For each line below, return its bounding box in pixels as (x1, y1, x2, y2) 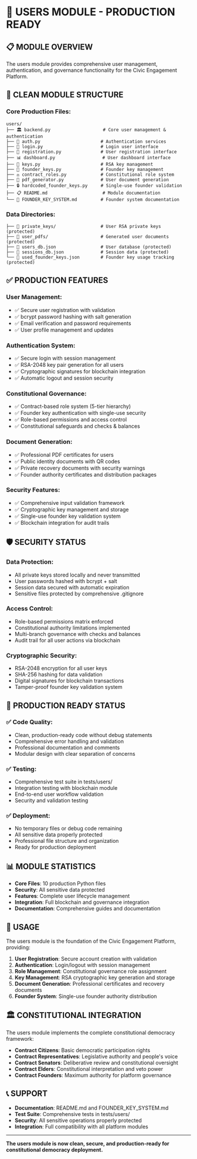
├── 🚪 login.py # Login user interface (6, 143, 159, 149)
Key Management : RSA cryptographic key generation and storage (14, 974, 175, 981)
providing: (6, 944, 30, 951)
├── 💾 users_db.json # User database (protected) (6, 244, 172, 250)
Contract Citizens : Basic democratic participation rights (14, 1046, 151, 1054)
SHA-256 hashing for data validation (14, 671, 103, 678)
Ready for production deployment (14, 843, 96, 851)
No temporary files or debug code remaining (14, 825, 123, 832)
